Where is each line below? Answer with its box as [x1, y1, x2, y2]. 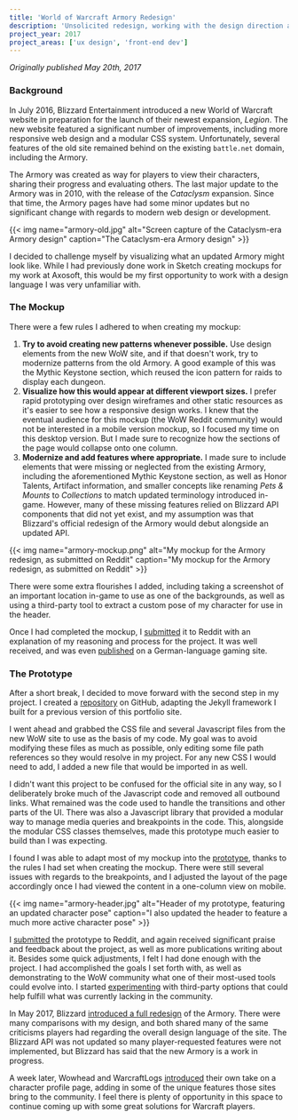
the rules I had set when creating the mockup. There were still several [9, 862, 264, 873]
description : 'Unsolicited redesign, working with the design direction [9, 21, 284, 30]
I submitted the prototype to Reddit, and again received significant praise [9, 934, 276, 945]
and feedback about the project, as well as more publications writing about [9, 944, 283, 955]
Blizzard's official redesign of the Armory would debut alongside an [21, 517, 269, 529]
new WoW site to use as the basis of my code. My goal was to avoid [9, 733, 258, 744]
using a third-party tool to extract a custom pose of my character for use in [9, 599, 284, 610]
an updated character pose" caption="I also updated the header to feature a [9, 908, 288, 918]
